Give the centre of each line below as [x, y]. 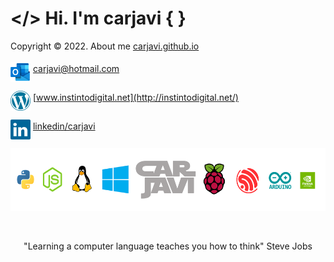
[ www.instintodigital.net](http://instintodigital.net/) [135, 97]
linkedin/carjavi [64, 126]
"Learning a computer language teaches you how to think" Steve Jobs [168, 246]
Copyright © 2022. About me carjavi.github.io [105, 46]
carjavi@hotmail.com [76, 68]
